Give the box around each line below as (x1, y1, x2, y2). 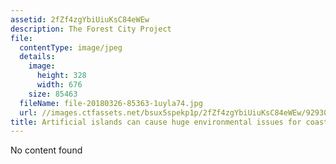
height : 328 (36, 71, 87, 81)
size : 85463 (28, 89, 78, 99)
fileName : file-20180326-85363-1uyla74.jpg (19, 98, 203, 108)
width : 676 (36, 80, 83, 90)
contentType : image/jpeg (19, 42, 123, 53)
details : (19, 52, 56, 62)
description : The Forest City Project (10, 24, 172, 34)
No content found (10, 144, 83, 156)
